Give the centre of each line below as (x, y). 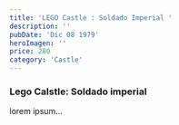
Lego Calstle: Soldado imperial (78, 91)
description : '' (40, 26)
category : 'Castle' (46, 60)
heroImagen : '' (38, 43)
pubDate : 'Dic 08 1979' (55, 34)
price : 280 (30, 52)
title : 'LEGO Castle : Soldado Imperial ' (91, 18)
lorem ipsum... (36, 111)
